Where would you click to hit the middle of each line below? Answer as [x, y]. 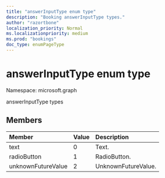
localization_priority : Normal [44, 28]
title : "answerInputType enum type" [51, 12]
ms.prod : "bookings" [32, 39]
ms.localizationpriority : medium [47, 34]
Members [24, 120]
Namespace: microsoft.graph [42, 90]
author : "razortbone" [33, 22]
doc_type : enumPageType [35, 45]
